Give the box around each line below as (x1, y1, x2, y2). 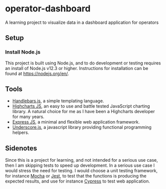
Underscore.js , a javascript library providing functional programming (12, 125, 152, 130)
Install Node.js (5, 49, 41, 56)
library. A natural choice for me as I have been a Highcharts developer (12, 109, 155, 115)
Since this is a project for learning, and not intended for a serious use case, (5, 157, 158, 163)
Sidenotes (5, 144, 37, 152)
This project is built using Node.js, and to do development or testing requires (5, 60, 161, 66)
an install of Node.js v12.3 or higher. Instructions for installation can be (5, 65, 148, 71)
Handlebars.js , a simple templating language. (12, 98, 104, 104)
